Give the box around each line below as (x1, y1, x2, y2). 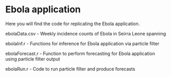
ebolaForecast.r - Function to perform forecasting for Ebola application (5, 50, 155, 56)
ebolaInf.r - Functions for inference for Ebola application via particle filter (5, 40, 160, 47)
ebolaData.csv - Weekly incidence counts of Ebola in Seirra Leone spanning (5, 30, 166, 36)
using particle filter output (5, 55, 61, 62)
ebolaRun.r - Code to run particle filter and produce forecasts (5, 66, 136, 72)
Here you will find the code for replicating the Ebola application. (5, 21, 140, 27)
